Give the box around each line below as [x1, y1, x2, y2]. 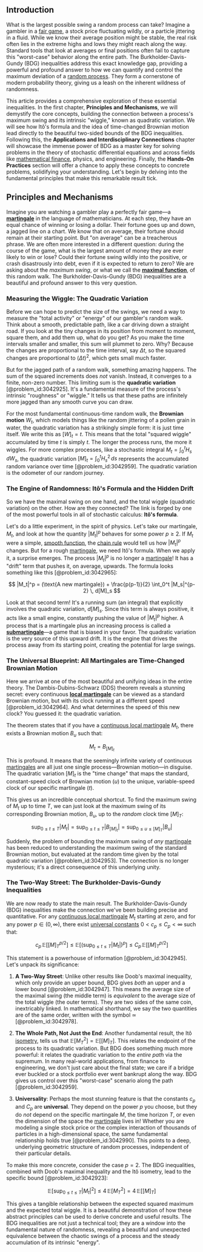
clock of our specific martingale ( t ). [6, 784, 95, 791]
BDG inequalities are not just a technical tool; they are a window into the [6, 1219, 186, 1227]
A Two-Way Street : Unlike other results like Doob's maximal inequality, [15, 972, 193, 980]
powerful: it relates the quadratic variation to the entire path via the [15, 1051, 182, 1058]
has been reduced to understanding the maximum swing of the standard [6, 844, 187, 851]
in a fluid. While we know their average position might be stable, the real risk [6, 33, 197, 41]
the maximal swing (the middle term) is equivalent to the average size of [15, 992, 196, 999]
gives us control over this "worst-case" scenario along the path [15, 1077, 174, 1085]
